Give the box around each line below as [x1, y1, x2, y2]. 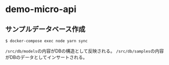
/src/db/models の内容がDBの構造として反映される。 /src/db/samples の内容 [5, 48, 164, 54]
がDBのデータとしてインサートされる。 [5, 54, 88, 60]
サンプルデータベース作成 [5, 25, 86, 33]
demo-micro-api [5, 4, 77, 15]
